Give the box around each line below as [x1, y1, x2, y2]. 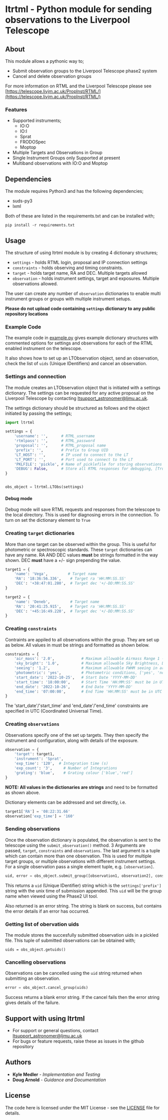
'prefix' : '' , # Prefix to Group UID [14, 447, 108, 453]
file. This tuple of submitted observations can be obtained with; [5, 937, 136, 943]
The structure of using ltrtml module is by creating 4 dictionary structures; [5, 250, 158, 256]
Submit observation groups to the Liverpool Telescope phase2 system [12, 68, 157, 74]
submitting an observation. [5, 975, 60, 981]
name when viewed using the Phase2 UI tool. [5, 893, 98, 899]
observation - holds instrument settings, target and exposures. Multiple [12, 275, 159, 281]
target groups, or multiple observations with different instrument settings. [5, 858, 156, 864]
